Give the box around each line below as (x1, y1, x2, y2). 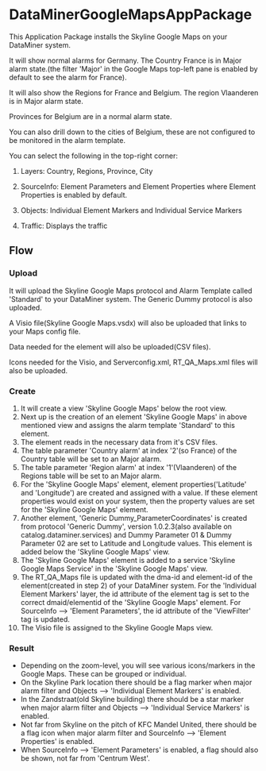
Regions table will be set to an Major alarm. (20, 471, 162, 480)
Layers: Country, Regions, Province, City (20, 166, 153, 175)
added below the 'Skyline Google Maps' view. (20, 546, 170, 557)
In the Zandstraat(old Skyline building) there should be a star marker (20, 695, 245, 704)
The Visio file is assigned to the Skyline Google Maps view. (20, 623, 214, 632)
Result (9, 642, 35, 653)
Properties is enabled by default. (20, 190, 128, 199)
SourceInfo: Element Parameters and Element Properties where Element (20, 181, 256, 191)
